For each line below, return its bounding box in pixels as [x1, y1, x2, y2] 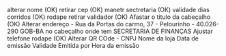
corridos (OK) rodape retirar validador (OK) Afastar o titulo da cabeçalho [7, 13, 211, 21]
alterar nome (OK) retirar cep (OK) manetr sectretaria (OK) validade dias [7, 6, 210, 13]
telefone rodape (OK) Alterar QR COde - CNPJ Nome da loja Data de [7, 34, 199, 43]
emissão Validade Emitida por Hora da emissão [7, 42, 140, 49]
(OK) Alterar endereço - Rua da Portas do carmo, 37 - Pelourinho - [7, 20, 195, 28]
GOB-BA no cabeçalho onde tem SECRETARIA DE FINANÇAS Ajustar [19, 27, 214, 35]
